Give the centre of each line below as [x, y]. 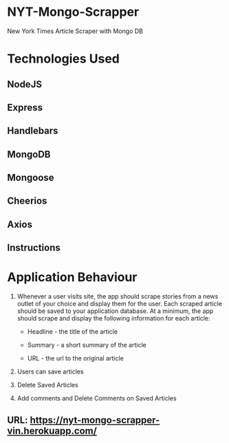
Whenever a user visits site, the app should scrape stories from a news [118, 296]
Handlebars [33, 131]
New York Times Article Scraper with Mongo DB [75, 31]
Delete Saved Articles [48, 385]
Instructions [34, 248]
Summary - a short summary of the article [87, 345]
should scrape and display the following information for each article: [114, 318]
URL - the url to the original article [75, 358]
